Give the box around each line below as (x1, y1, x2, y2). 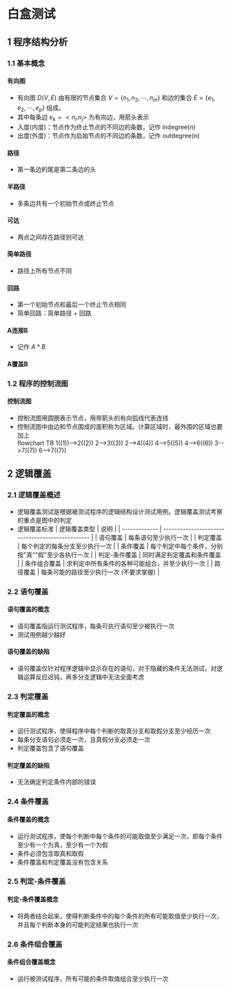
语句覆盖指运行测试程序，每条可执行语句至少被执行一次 (17, 622, 174, 630)
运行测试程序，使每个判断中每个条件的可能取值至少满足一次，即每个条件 (17, 832, 223, 840)
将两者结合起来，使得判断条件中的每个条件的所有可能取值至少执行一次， (17, 912, 223, 920)
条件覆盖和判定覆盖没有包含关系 (17, 858, 108, 866)
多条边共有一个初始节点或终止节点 (17, 199, 114, 207)
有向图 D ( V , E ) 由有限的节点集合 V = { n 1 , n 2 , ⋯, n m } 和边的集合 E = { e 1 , (17, 93, 216, 104)
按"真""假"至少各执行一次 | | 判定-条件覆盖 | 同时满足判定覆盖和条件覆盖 (17, 550, 221, 559)
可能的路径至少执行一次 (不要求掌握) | (52, 568, 160, 576)
